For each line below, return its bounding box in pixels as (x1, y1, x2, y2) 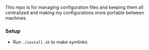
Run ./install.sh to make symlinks (12, 39, 88, 45)
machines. (5, 15, 27, 21)
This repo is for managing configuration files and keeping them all (5, 5, 144, 10)
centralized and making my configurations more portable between (5, 10, 144, 16)
